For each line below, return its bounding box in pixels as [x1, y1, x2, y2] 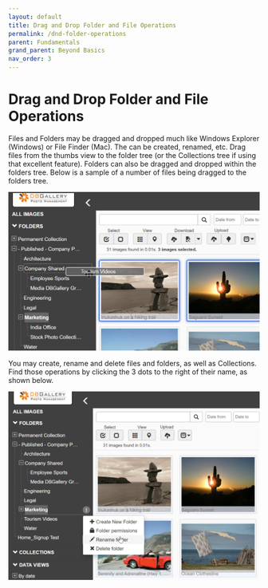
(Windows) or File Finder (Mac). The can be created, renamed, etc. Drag [8, 142, 246, 152]
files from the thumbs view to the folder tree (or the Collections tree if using [8, 150, 257, 160]
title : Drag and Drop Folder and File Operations [8, 21, 177, 30]
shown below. [8, 376, 54, 385]
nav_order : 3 [8, 55, 52, 63]
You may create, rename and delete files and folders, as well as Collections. [8, 359, 257, 369]
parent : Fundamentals [8, 38, 81, 46]
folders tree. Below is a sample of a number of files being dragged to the [8, 168, 247, 177]
